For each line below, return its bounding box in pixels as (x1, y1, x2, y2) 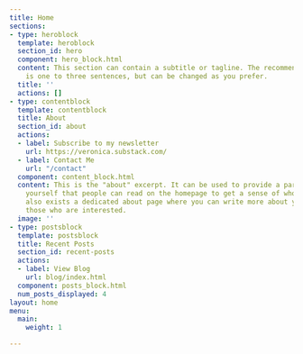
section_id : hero (17, 47, 83, 56)
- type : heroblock (9, 30, 78, 39)
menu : (9, 306, 30, 315)
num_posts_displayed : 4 (17, 289, 106, 298)
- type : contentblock (9, 96, 91, 106)
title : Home (9, 13, 54, 23)
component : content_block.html (17, 172, 135, 181)
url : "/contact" (25, 164, 87, 173)
